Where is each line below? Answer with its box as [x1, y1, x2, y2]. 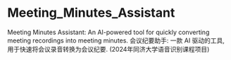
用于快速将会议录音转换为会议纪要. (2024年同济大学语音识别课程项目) [7, 45, 210, 53]
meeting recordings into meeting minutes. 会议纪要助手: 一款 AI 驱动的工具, [7, 36, 225, 45]
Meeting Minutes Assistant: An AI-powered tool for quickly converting [7, 28, 210, 36]
